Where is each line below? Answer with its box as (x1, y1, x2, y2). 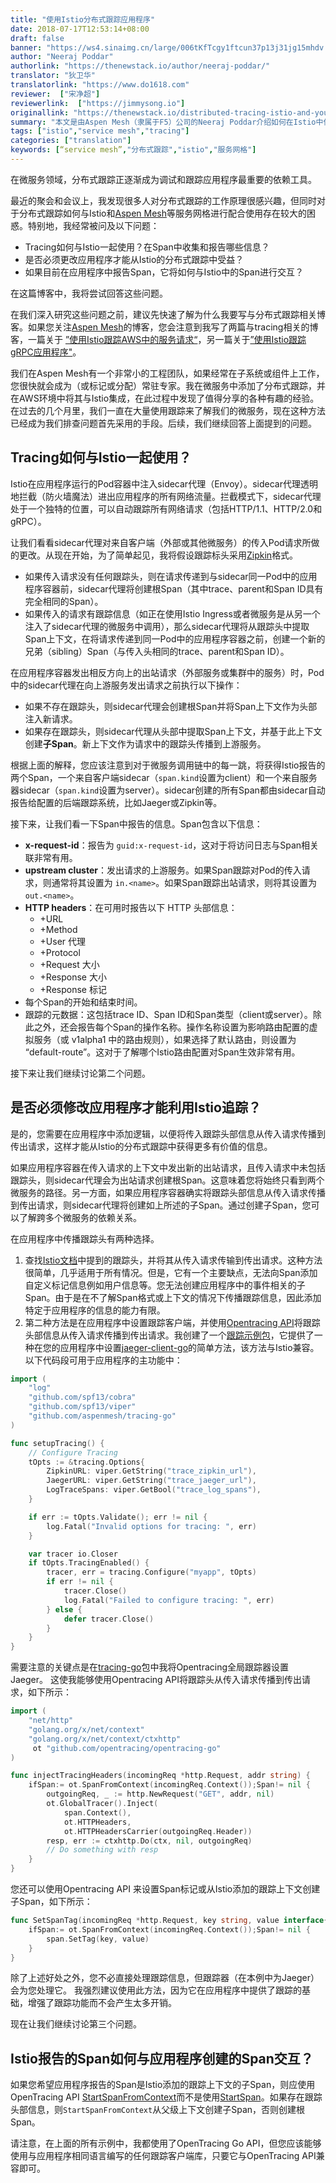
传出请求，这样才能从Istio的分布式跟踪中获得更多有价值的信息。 (10, 1140, 273, 1152)
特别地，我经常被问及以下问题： (27, 219, 160, 231)
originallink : (10, 107, 70, 118)
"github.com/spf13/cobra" (28, 1392, 137, 1403)
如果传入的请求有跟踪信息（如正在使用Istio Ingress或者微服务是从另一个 (24, 607, 321, 620)
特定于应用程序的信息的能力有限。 (24, 1304, 166, 1316)
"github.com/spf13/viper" (28, 1402, 137, 1412)
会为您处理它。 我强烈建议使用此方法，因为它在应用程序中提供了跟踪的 (10, 1984, 302, 1996)
